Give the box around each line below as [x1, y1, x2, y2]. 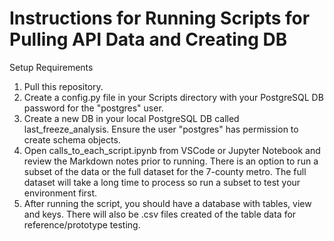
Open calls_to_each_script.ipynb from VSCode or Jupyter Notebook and [23, 144, 321, 156]
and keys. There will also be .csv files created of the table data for [23, 208, 297, 220]
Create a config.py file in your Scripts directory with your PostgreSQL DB [23, 91, 324, 103]
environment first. [23, 187, 98, 199]
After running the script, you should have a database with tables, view [23, 197, 312, 209]
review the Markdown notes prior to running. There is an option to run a [23, 155, 319, 167]
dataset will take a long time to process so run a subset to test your [23, 176, 301, 188]
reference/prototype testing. [23, 218, 141, 231]
